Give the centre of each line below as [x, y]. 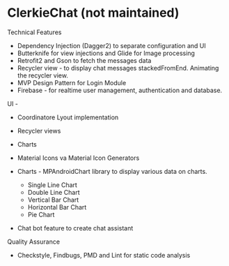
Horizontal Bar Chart [57, 207]
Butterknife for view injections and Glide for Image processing [106, 53]
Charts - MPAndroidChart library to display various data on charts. [112, 171]
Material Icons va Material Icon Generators [78, 158]
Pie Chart [41, 214]
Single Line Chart [53, 185]
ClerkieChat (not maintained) [93, 13]
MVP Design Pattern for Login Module [72, 82]
